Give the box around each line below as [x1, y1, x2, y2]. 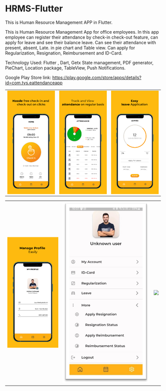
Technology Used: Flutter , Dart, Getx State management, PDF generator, [5, 59, 154, 65]
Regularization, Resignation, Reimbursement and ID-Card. [5, 50, 123, 56]
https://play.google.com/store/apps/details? [52, 74, 142, 80]
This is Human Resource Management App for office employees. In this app [5, 29, 159, 35]
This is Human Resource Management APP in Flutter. [5, 19, 113, 25]
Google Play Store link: [5, 74, 51, 80]
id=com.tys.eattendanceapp [5, 80, 63, 86]
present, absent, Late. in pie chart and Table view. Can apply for [5, 45, 135, 51]
